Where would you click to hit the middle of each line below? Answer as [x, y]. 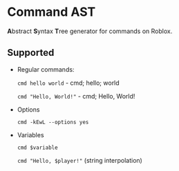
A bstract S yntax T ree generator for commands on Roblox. [90, 31]
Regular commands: [46, 69]
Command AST [51, 12]
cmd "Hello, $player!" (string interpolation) [80, 160]
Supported [31, 53]
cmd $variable [37, 148]
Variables [30, 134]
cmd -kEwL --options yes [53, 122]
